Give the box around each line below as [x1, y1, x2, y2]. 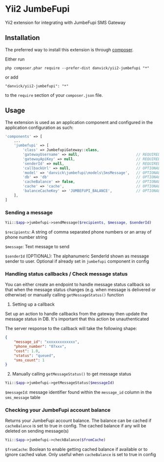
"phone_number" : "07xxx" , [14, 344, 67, 349]
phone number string [5, 234, 47, 240]
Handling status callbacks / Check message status [5, 270, 128, 277]
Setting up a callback [12, 301, 55, 307]
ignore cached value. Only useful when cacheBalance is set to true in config [5, 452, 156, 458]
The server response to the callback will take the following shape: [5, 326, 137, 332]
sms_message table [5, 395, 41, 400]
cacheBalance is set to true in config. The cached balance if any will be [5, 423, 146, 429]
